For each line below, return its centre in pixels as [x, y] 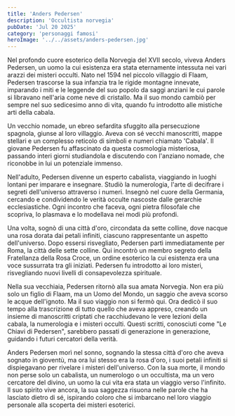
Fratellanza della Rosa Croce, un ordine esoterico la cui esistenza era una [113, 258]
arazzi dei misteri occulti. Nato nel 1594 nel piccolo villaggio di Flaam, [108, 75]
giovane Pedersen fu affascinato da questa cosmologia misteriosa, [103, 149]
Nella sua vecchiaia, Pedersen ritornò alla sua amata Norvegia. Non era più [115, 286]
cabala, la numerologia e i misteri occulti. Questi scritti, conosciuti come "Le [117, 324]
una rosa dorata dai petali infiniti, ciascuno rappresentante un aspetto [108, 236]
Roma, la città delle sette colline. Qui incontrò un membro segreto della [109, 251]
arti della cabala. [31, 113]
